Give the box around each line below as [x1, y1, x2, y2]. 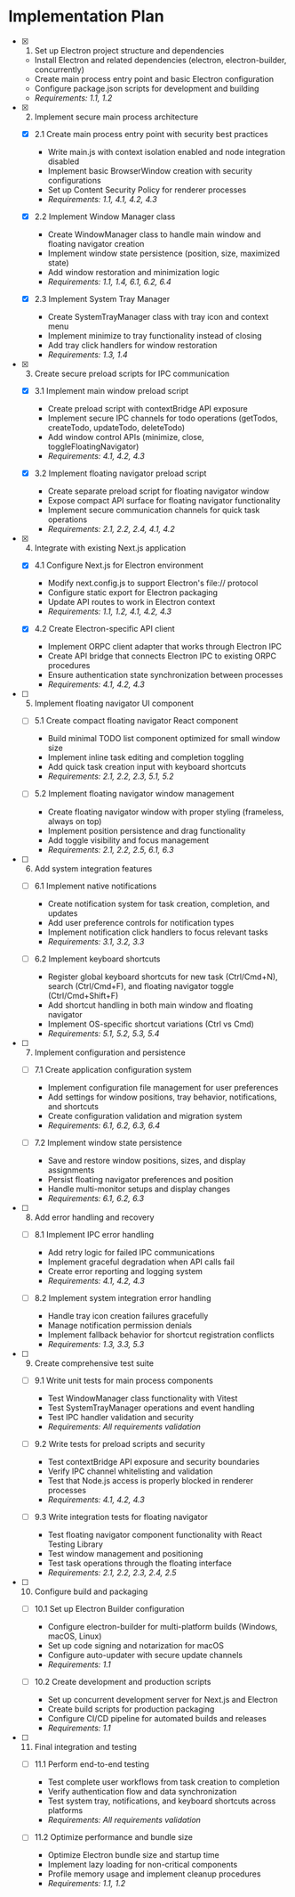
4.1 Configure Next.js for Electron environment [34, 560, 203, 571]
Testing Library [47, 1539, 104, 1549]
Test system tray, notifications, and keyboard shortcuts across [47, 1795, 276, 1806]
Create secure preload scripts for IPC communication [34, 368, 230, 380]
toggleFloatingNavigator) [47, 441, 140, 452]
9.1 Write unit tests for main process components [34, 1375, 214, 1386]
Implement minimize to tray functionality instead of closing [47, 331, 263, 341]
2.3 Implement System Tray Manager [34, 294, 171, 305]
